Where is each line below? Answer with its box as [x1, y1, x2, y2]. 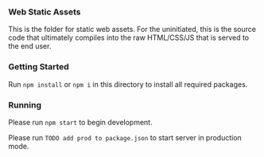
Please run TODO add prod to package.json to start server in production [8, 132, 243, 142]
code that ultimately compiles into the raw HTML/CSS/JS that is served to [8, 33, 249, 42]
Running [8, 99, 42, 110]
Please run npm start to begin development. [8, 117, 153, 127]
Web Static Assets [8, 6, 81, 18]
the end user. [8, 41, 52, 51]
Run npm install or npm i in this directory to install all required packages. [8, 79, 248, 89]
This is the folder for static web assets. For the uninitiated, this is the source [8, 25, 257, 34]
